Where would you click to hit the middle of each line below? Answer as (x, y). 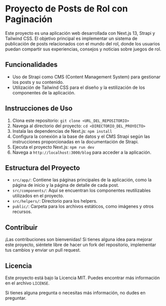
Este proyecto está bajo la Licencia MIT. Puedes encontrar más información (83, 278)
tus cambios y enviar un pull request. (43, 250)
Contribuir (22, 227)
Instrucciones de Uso (39, 109)
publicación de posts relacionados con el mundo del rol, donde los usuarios (83, 43)
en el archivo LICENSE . (27, 283)
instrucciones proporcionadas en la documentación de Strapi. (76, 142)
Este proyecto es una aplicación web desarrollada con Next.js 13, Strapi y (80, 33)
